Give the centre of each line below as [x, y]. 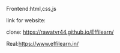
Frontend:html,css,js [31, 9]
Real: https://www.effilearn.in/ [43, 44]
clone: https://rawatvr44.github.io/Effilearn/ [60, 32]
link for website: [26, 20]
